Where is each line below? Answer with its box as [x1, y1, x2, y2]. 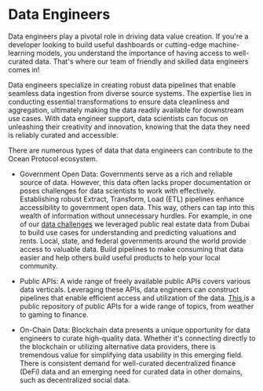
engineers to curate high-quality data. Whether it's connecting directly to [19, 333, 256, 343]
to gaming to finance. [19, 309, 89, 319]
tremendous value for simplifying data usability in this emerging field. [19, 350, 243, 360]
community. [19, 261, 58, 271]
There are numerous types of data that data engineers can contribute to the [8, 146, 253, 155]
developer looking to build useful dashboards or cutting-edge [8, 39, 207, 49]
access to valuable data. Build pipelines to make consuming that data [19, 244, 243, 253]
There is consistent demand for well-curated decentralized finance [19, 358, 236, 367]
